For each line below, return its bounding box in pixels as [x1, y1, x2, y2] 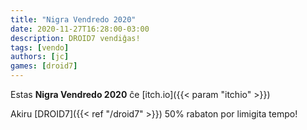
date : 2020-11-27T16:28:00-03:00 [10, 24, 150, 34]
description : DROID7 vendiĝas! [10, 33, 141, 43]
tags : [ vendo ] [10, 42, 70, 53]
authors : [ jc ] [10, 52, 70, 62]
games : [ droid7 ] [10, 61, 78, 71]
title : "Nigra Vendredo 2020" [10, 14, 137, 25]
